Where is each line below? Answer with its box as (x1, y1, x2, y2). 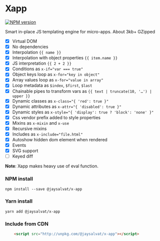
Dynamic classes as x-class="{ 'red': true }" (12, 98, 109, 104)
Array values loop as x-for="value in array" (12, 77, 104, 83)
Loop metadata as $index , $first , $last (12, 82, 92, 88)
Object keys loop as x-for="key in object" (12, 72, 100, 78)
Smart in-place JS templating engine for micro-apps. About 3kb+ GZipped (5, 28, 156, 34)
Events (12, 142, 27, 148)
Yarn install (5, 198, 33, 205)
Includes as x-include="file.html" (12, 131, 83, 137)
